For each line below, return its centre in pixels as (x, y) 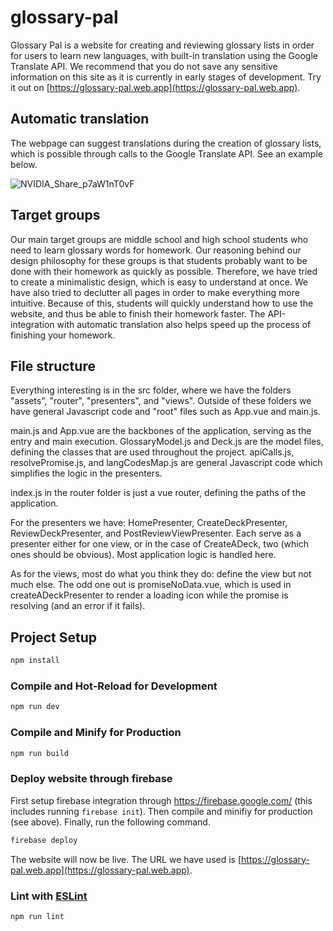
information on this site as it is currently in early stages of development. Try (166, 77)
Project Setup (54, 637)
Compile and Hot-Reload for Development (114, 686)
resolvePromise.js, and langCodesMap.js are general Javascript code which (166, 463)
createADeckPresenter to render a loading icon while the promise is (149, 595)
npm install (35, 661)
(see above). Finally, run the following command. (110, 822)
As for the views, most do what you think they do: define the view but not (161, 574)
